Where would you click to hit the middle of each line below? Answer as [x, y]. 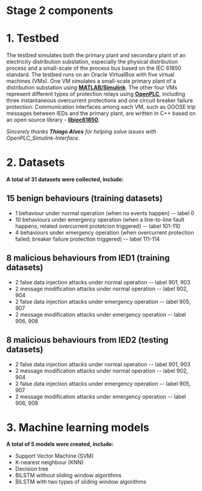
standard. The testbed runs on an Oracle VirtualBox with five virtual [90, 75]
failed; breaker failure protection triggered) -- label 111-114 [87, 239]
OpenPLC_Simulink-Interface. [43, 138]
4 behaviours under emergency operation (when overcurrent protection [104, 232]
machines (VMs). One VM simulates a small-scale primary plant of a [91, 81]
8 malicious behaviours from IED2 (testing [87, 340]
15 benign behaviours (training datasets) [84, 198]
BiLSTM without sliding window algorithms [68, 475]
